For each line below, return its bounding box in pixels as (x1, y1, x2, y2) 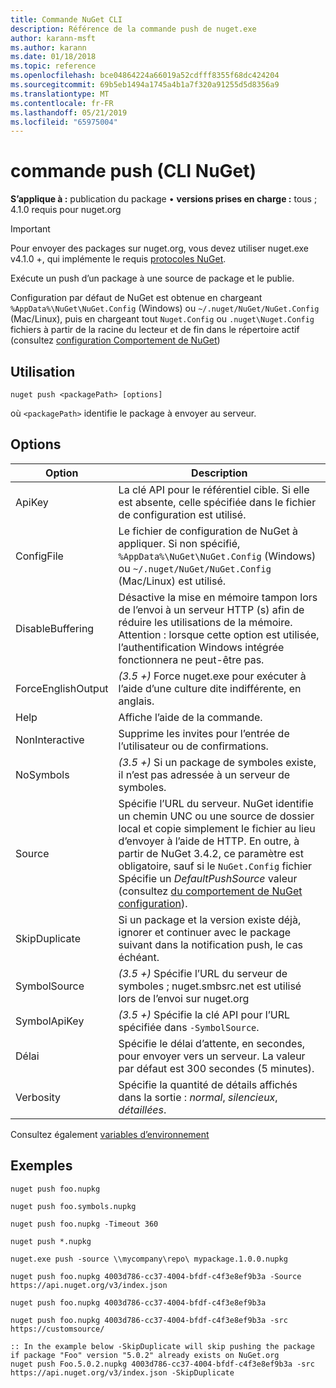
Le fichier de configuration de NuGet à (118, 524, 299, 538)
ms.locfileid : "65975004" (10, 117, 118, 127)
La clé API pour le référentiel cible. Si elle (118, 482, 310, 496)
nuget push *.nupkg (10, 1236, 92, 1246)
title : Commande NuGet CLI (10, 14, 123, 25)
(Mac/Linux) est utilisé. (118, 574, 226, 588)
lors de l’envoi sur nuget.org (118, 991, 250, 1005)
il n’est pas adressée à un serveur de (118, 767, 291, 781)
